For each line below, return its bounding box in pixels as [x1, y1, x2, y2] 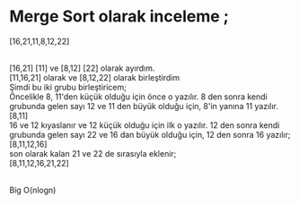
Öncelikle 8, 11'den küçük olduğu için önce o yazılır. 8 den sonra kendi [9, 91, 268, 102]
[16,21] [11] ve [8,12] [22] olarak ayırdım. [9, 63, 155, 73]
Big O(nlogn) [9, 184, 57, 195]
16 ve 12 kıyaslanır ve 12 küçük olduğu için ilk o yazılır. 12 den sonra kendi [9, 119, 280, 131]
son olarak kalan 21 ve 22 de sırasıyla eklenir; [9, 148, 177, 158]
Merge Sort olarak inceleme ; [9, 6, 229, 27]
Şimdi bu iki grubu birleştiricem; [9, 81, 128, 92]
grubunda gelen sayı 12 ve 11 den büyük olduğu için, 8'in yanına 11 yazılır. [9, 100, 278, 111]
